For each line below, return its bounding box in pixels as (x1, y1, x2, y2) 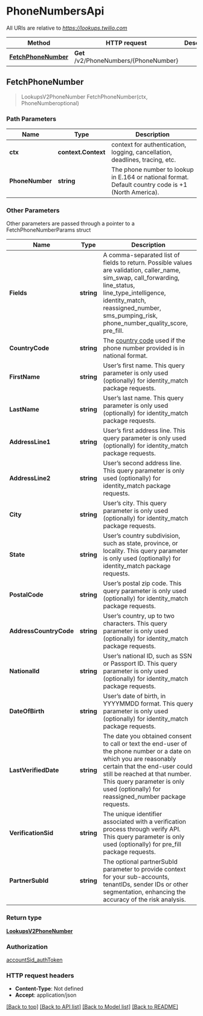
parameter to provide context (103, 865, 186, 874)
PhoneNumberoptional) (21, 99, 80, 107)
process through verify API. (103, 825, 181, 833)
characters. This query (103, 619, 167, 628)
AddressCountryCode (9, 627, 74, 635)
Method (27, 38, 51, 47)
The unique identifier (103, 810, 163, 818)
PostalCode (9, 591, 43, 599)
